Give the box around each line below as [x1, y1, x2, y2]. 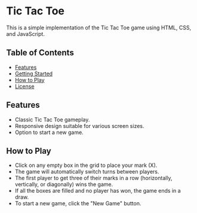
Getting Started [14, 70, 53, 77]
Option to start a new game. [14, 129, 84, 136]
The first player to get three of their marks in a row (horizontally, [14, 175, 173, 182]
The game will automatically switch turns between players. [14, 168, 159, 175]
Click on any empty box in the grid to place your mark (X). [14, 162, 158, 169]
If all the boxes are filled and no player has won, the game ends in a [14, 187, 181, 194]
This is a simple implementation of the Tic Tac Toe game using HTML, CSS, [6, 24, 192, 31]
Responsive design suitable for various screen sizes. [14, 122, 144, 129]
